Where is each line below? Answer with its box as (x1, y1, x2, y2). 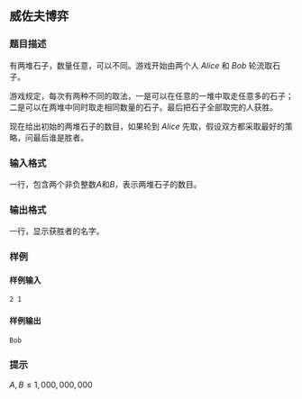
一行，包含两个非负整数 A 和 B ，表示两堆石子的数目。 (9, 178, 202, 189)
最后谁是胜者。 (32, 131, 88, 142)
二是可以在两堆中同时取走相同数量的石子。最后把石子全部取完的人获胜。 (9, 102, 278, 113)
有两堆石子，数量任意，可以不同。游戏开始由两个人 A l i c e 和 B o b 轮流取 (9, 59, 273, 70)
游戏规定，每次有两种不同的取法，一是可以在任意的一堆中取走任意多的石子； (9, 90, 294, 101)
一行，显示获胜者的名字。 (9, 226, 105, 237)
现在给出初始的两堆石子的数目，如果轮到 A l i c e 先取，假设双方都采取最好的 (9, 121, 286, 131)
